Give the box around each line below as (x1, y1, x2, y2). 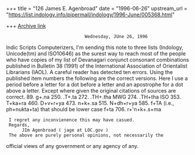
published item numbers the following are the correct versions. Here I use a (6, 75, 188, 82)
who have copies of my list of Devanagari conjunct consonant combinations (6, 57, 189, 63)
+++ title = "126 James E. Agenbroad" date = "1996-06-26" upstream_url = (6, 5, 188, 12)
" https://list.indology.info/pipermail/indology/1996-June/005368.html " (6, 11, 175, 18)
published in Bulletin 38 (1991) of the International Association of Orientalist (6, 62, 187, 69)
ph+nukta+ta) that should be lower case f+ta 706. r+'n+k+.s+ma (6, 106, 162, 112)
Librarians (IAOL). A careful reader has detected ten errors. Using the (6, 69, 173, 75)
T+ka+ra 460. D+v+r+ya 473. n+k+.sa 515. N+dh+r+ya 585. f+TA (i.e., (6, 100, 175, 107)
